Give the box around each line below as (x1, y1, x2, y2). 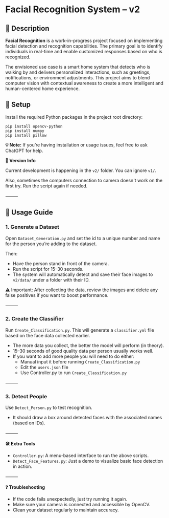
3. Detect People (5, 393, 47, 400)
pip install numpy (5, 128, 44, 134)
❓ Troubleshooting (5, 484, 45, 490)
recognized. (5, 54, 31, 60)
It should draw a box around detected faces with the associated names (12, 415, 162, 421)
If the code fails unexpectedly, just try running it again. (12, 496, 128, 502)
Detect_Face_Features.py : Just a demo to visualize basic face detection (12, 458, 163, 464)
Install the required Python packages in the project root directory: (5, 114, 143, 120)
